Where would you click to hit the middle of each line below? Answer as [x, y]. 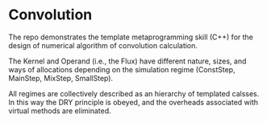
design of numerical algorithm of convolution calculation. [103, 45]
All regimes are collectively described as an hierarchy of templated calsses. [134, 93]
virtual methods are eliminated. [60, 111]
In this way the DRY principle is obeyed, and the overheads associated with [133, 102]
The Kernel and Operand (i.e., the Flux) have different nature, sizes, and [127, 61]
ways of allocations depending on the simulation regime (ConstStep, [122, 69]
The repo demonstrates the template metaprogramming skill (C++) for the [131, 37]
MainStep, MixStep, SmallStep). [61, 78]
